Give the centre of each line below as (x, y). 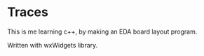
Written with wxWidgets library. (53, 45)
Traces (28, 12)
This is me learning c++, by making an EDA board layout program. (102, 31)
